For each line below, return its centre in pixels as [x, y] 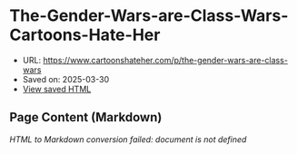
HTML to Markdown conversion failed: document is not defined [128, 139]
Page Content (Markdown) [86, 117]
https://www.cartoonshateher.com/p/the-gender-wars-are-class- [166, 60]
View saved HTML [57, 89]
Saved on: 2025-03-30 [66, 79]
